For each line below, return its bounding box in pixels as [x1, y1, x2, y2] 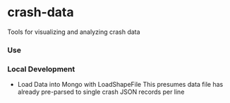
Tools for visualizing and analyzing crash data [7, 28, 140, 36]
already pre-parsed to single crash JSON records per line [17, 87, 185, 96]
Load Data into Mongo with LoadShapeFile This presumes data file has [17, 80, 224, 89]
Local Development [7, 64, 75, 74]
